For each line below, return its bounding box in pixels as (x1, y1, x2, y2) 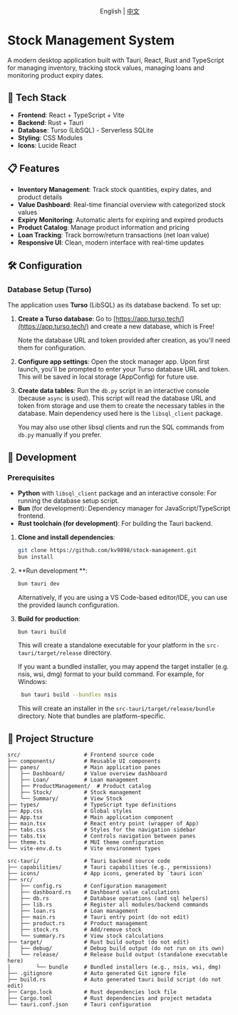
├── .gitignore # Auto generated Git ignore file (7, 970, 187, 977)
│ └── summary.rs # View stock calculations (7, 932, 164, 940)
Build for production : (17, 614, 81, 623)
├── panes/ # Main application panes (7, 764, 161, 771)
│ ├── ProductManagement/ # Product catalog (7, 782, 152, 790)
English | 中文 (99, 7, 140, 15)
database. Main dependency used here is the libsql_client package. (17, 409, 223, 418)
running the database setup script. (17, 496, 120, 505)
